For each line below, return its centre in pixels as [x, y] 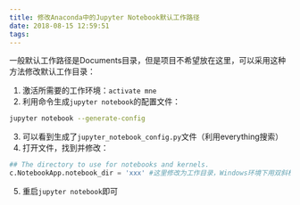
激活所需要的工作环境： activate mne [89, 91]
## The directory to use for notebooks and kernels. [109, 165]
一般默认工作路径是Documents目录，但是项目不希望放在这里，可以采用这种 [148, 61]
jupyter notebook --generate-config [77, 119]
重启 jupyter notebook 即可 [70, 191]
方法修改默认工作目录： [52, 71]
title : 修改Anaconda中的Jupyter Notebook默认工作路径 [104, 17]
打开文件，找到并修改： [65, 148]
